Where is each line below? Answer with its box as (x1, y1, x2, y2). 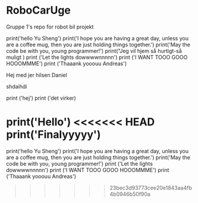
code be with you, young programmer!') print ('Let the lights (6, 160, 153, 167)
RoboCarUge (6, 4, 71, 17)
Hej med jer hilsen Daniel (6, 71, 67, 78)
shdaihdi (6, 83, 27, 90)
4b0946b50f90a (109, 191, 150, 198)
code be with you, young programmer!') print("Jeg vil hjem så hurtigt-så (6, 47, 183, 54)
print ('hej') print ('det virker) (6, 94, 76, 101)
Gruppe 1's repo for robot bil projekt (6, 23, 94, 30)
